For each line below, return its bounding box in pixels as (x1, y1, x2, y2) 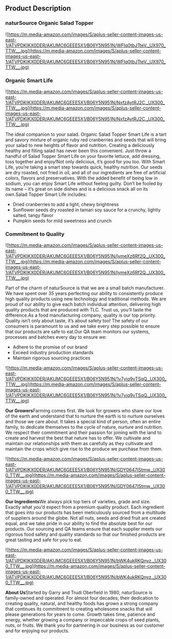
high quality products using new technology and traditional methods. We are (5, 296, 166, 302)
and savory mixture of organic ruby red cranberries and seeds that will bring (5, 136, 166, 143)
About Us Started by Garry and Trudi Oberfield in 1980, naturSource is (5, 590, 153, 596)
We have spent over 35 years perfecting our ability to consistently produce (5, 290, 163, 297)
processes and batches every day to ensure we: (5, 334, 107, 340)
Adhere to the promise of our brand (12, 344, 88, 350)
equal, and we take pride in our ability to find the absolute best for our (5, 520, 153, 526)
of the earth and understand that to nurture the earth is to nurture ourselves (5, 413, 165, 419)
